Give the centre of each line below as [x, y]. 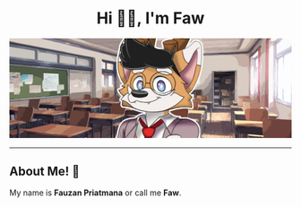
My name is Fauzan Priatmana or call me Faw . [95, 193]
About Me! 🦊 [45, 171]
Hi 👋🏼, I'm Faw [150, 18]
